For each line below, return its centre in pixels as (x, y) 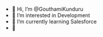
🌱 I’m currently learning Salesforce (54, 21)
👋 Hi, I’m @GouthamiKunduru (47, 9)
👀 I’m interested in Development (51, 15)
